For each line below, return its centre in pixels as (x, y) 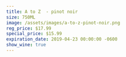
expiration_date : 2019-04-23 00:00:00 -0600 (62, 39)
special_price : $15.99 (34, 34)
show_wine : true (26, 45)
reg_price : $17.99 (29, 28)
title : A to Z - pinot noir (42, 12)
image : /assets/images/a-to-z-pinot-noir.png (63, 23)
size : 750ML (21, 17)
